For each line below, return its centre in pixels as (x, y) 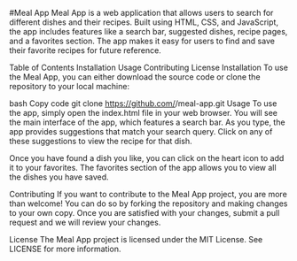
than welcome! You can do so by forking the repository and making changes (148, 203)
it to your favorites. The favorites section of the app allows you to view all (143, 168)
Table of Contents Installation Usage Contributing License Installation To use (148, 67)
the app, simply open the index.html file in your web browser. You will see (143, 113)
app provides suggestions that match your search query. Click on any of (141, 131)
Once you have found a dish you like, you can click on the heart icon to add (147, 158)
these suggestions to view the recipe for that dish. (101, 141)
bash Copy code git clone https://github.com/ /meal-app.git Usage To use (143, 104)
